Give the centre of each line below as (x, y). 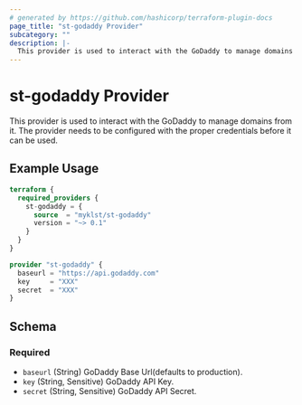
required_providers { (58, 198)
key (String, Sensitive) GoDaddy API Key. (98, 381)
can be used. (34, 140)
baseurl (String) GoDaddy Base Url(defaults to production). (132, 372)
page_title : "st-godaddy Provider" (76, 26)
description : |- (40, 43)
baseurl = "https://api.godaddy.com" (89, 273)
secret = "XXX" (48, 290)
